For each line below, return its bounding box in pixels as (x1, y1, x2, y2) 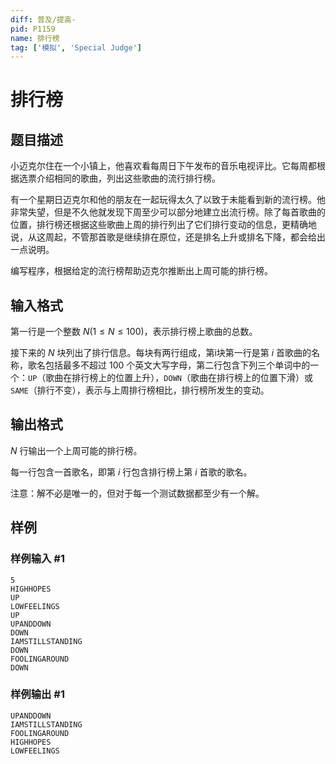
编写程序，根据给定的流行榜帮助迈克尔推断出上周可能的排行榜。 (10, 265, 273, 277)
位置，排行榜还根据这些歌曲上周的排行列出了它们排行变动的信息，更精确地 (10, 219, 317, 231)
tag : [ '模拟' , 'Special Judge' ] (10, 42, 143, 53)
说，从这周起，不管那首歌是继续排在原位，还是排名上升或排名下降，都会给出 (10, 231, 326, 243)
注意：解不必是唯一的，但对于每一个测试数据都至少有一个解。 (10, 487, 265, 499)
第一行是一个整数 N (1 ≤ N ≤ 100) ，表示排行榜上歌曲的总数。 (10, 326, 258, 338)
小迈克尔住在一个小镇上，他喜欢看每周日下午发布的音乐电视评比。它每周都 (10, 160, 317, 172)
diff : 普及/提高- (10, 14, 77, 25)
